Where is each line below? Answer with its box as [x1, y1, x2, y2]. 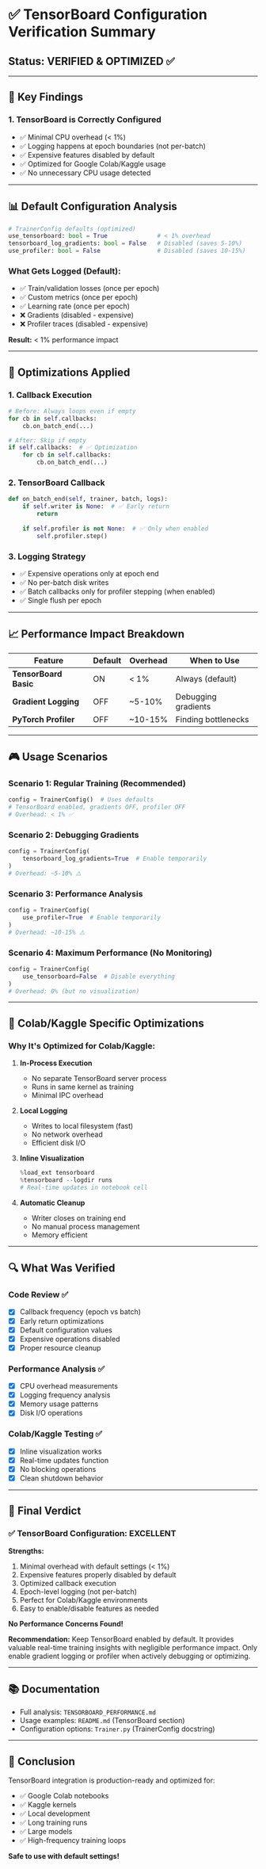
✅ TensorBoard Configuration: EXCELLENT [8, 1528, 177, 1539]
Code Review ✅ [8, 1290, 69, 1301]
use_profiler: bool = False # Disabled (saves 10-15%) [8, 247, 246, 255]
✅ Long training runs [19, 1817, 88, 1828]
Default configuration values [19, 1325, 112, 1335]
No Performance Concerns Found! [8, 1619, 124, 1628]
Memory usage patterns [19, 1399, 99, 1408]
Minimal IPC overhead [31, 1091, 104, 1100]
